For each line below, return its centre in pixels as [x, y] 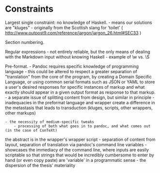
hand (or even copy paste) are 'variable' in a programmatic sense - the [76, 160]
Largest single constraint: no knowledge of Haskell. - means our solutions [79, 22]
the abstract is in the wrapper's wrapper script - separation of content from [80, 139]
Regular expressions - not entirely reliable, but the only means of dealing [78, 52]
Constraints [29, 9]
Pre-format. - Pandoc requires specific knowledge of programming [72, 66]
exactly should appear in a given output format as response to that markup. [80, 92]
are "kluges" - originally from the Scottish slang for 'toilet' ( [64, 27]
